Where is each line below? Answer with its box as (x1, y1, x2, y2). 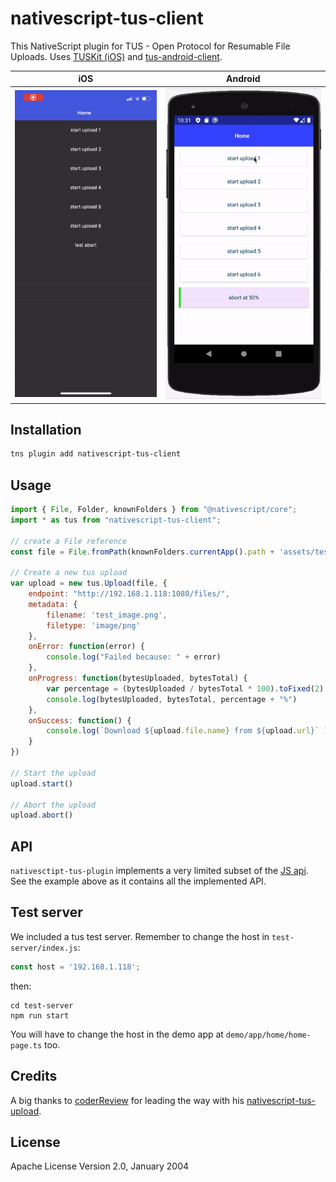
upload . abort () (10, 810, 74, 821)
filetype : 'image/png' (46, 620, 141, 631)
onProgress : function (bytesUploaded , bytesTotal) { (28, 673, 248, 683)
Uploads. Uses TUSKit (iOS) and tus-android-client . (10, 50, 223, 62)
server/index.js (10, 943, 78, 953)
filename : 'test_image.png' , (46, 610, 168, 620)
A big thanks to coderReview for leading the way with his (10, 1094, 245, 1106)
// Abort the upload (10, 800, 97, 810)
